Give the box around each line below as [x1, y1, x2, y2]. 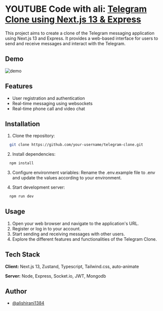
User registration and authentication [12, 95, 85, 101]
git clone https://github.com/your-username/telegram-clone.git [9, 142, 143, 147]
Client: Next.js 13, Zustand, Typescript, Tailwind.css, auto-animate [5, 263, 140, 269]
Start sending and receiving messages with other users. [12, 231, 125, 237]
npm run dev [9, 194, 34, 199]
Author [5, 287, 27, 296]
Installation [5, 119, 40, 128]
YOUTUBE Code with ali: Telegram [5, 3, 147, 15]
